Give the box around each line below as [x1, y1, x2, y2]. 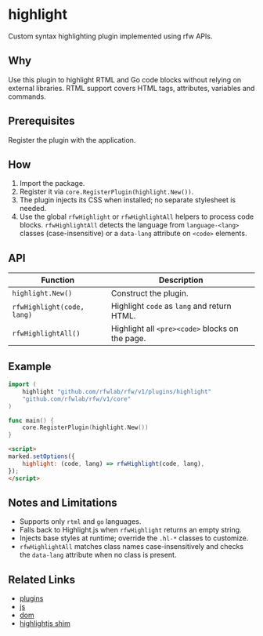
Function [41, 274, 75, 285]
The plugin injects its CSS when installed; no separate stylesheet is [19, 195, 236, 205]
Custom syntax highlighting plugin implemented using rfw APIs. [8, 31, 213, 41]
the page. [110, 333, 146, 344]
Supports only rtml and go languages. [19, 517, 142, 526]
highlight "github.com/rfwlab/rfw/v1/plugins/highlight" [22, 387, 212, 395]
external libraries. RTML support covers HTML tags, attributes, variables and [8, 83, 255, 93]
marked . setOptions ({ [8, 452, 76, 460]
